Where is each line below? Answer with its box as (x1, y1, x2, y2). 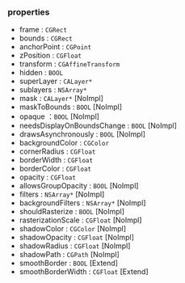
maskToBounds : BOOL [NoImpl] (19, 102, 123, 112)
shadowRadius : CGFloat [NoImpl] (19, 241, 131, 251)
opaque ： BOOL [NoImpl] (19, 112, 100, 121)
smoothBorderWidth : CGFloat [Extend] (19, 267, 149, 277)
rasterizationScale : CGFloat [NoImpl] (19, 215, 142, 225)
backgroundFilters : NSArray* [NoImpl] (19, 198, 146, 208)
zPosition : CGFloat (19, 51, 82, 61)
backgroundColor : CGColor (19, 138, 110, 148)
